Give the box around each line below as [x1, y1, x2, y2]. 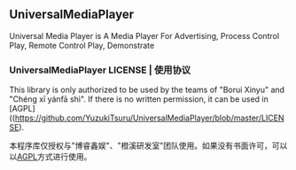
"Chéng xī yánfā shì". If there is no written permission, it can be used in [9, 94, 269, 104]
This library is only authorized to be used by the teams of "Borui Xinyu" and [9, 84, 285, 96]
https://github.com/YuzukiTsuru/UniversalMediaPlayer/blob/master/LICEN [14, 112, 285, 123]
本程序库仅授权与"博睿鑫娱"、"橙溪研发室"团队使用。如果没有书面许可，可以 [9, 141, 288, 151]
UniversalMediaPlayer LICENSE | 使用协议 [9, 64, 191, 76]
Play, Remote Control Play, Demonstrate [9, 40, 155, 50]
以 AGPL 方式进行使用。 [9, 151, 92, 162]
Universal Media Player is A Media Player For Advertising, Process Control [9, 30, 280, 41]
